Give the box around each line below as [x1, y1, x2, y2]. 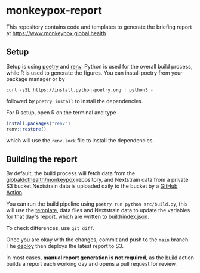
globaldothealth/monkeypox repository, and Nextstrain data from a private [6, 176, 189, 184]
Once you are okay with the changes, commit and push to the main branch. [6, 236, 190, 243]
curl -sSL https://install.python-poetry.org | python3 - [6, 87, 153, 93]
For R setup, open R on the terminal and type [6, 108, 116, 116]
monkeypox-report [6, 4, 103, 17]
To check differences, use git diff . [6, 225, 94, 232]
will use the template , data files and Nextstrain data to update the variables [6, 207, 190, 214]
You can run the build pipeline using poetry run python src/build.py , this [6, 200, 188, 207]
